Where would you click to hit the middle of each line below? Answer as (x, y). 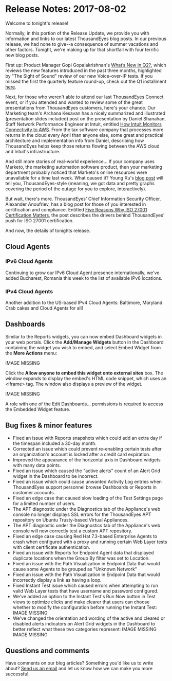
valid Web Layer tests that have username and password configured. (85, 591)
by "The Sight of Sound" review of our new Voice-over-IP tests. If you (79, 76)
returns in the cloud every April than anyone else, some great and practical (84, 135)
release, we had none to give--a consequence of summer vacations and (82, 44)
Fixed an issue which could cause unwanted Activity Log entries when (87, 481)
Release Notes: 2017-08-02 (66, 9)
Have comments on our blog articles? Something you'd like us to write (79, 663)
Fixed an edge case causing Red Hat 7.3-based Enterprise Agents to (85, 536)
